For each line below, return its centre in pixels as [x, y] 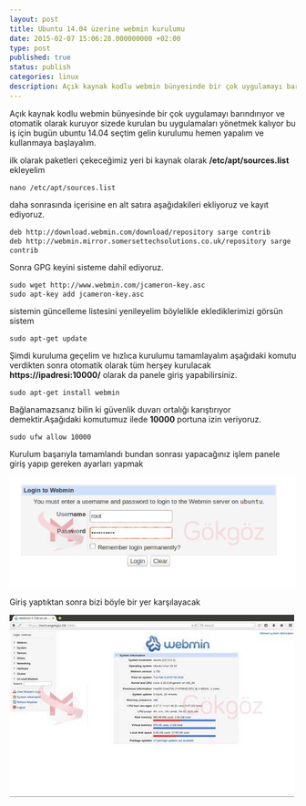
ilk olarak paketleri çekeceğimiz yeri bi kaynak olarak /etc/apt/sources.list [149, 160]
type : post [30, 48]
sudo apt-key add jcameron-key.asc [77, 294]
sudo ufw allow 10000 [51, 437]
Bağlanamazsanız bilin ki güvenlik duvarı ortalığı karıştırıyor [120, 409]
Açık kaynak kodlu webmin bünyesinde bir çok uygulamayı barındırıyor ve [147, 113]
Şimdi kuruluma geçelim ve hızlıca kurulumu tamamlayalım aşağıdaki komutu [153, 355]
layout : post [34, 19]
